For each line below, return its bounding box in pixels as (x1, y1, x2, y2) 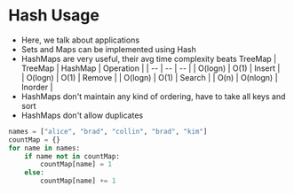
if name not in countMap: (24, 151, 121, 160)
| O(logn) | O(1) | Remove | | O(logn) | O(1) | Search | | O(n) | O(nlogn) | (20, 72, 278, 82)
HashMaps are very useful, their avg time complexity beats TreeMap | (20, 53, 277, 64)
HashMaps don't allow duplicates (20, 110, 144, 120)
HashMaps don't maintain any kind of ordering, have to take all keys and (20, 90, 286, 102)
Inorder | (20, 81, 53, 92)
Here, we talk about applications (20, 35, 139, 45)
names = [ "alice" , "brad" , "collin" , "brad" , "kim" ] (8, 127, 208, 136)
